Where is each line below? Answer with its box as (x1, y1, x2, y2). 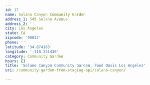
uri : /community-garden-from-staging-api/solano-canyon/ (5, 68, 126, 73)
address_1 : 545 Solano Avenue (5, 16, 68, 21)
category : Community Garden (5, 53, 64, 59)
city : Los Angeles (5, 26, 43, 31)
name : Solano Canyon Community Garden (5, 12, 86, 17)
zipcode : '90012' (5, 35, 41, 40)
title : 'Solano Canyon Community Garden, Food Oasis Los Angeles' (5, 63, 146, 68)
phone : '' (5, 40, 26, 45)
